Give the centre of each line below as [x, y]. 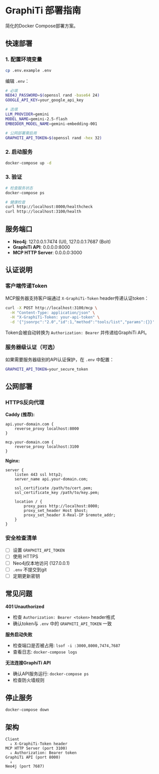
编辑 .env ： [17, 81]
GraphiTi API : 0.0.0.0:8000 [41, 247]
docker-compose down [27, 710]
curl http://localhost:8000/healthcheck [49, 207]
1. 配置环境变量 [24, 60]
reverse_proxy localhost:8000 [47, 429]
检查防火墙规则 [28, 680]
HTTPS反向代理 [25, 402]
